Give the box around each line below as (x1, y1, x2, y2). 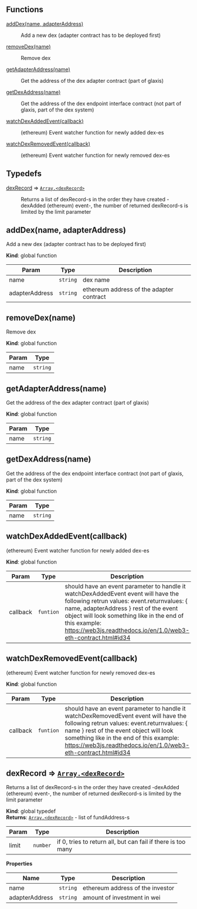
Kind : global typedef (6, 807, 56, 815)
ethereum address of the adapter (83, 285, 174, 294)
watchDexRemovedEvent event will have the (64, 712, 186, 720)
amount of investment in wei (83, 894, 161, 902)
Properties (6, 860, 33, 867)
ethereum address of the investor (83, 884, 175, 892)
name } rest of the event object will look (64, 726, 174, 735)
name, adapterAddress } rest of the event (64, 604, 178, 612)
